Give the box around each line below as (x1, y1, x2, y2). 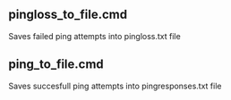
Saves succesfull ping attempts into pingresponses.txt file (8, 80, 222, 91)
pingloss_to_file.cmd (8, 7, 127, 22)
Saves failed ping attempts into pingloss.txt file (8, 30, 181, 41)
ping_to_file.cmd (8, 57, 104, 72)
